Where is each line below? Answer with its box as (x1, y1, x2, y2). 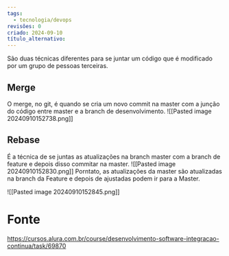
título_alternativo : (7, 36, 67, 43)
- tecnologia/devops (13, 16, 72, 23)
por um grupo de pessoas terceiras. (7, 62, 108, 70)
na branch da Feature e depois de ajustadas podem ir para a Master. (7, 174, 200, 183)
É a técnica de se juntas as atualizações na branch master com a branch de (7, 152, 221, 161)
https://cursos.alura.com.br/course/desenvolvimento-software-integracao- (7, 234, 219, 242)
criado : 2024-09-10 (7, 29, 63, 36)
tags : (7, 10, 23, 17)
